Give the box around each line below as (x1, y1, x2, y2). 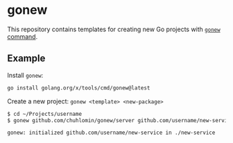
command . (7, 32, 38, 40)
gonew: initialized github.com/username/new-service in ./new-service (7, 129, 216, 137)
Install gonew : (7, 71, 44, 79)
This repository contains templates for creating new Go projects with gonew (7, 25, 221, 33)
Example (7, 53, 46, 65)
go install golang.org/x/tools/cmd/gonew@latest (7, 84, 150, 92)
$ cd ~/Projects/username (7, 110, 82, 117)
